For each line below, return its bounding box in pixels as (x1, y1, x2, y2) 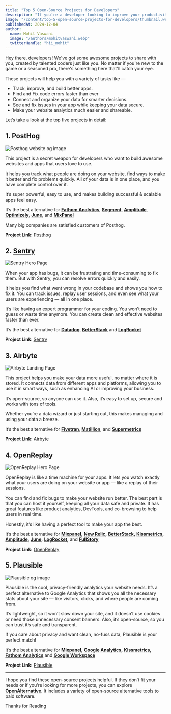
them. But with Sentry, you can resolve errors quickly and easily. (5, 275, 140, 281)
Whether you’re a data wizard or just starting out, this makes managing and (5, 411, 163, 417)
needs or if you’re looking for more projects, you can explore (5, 682, 132, 688)
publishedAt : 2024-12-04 (5, 21, 58, 27)
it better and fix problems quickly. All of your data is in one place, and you (5, 176, 160, 182)
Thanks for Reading (5, 703, 47, 709)
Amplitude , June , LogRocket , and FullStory (5, 536, 99, 543)
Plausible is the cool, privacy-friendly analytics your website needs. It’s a (5, 584, 158, 590)
